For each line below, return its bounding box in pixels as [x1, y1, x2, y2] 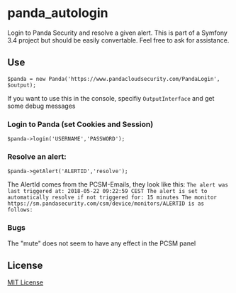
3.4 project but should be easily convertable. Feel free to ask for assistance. [7, 35, 230, 44]
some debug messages [7, 101, 76, 110]
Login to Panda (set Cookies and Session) [7, 119, 154, 129]
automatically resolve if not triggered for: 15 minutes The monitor [7, 194, 218, 201]
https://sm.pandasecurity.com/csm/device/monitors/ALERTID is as [7, 200, 204, 207]
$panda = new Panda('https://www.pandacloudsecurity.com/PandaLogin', [7, 75, 220, 82]
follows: [7, 206, 33, 214]
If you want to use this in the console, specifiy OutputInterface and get [7, 94, 215, 102]
